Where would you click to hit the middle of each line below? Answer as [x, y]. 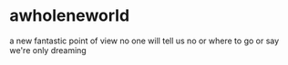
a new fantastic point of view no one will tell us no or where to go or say [144, 41]
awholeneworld [70, 16]
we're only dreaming [48, 50]
